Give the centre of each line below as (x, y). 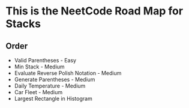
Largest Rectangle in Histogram (53, 98)
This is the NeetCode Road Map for (94, 11)
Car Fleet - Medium (38, 92)
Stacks (23, 24)
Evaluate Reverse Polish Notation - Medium (68, 73)
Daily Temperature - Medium (50, 86)
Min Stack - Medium (39, 67)
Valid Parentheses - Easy (45, 60)
